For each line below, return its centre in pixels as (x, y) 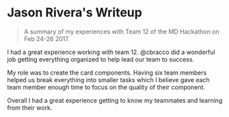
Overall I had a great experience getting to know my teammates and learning (115, 100)
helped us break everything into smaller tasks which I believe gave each (108, 79)
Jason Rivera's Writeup (75, 13)
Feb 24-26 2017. (46, 38)
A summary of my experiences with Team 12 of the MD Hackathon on (122, 31)
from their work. (30, 107)
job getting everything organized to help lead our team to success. (101, 59)
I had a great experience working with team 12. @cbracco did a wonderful (111, 52)
